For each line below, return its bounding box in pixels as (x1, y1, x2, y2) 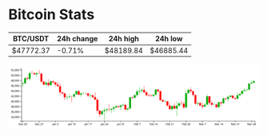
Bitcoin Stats (8, 6, 95, 24)
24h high (108, 34, 140, 44)
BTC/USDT (13, 34, 50, 44)
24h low (154, 34, 183, 44)
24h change (57, 34, 98, 44)
